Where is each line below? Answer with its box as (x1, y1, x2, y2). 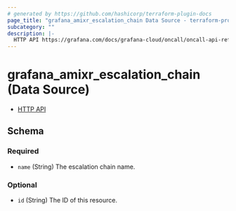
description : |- (7, 30, 55, 37)
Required (7, 146, 39, 156)
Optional (7, 180, 37, 190)
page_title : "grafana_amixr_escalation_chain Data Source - (7, 17, 188, 24)
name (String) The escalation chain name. (17, 162, 136, 171)
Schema (7, 125, 44, 137)
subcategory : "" (7, 23, 55, 30)
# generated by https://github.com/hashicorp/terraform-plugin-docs (7, 10, 212, 18)
